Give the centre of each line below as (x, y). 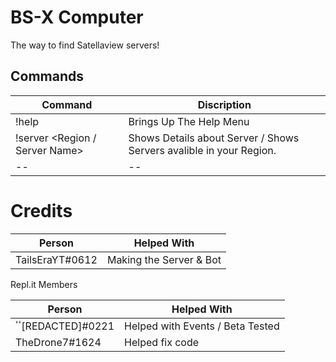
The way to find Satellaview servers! (85, 45)
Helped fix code (162, 342)
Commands (47, 76)
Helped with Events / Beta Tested (202, 326)
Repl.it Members (44, 284)
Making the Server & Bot (164, 259)
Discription (224, 104)
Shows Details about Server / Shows (214, 138)
